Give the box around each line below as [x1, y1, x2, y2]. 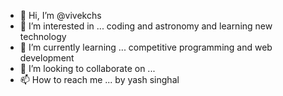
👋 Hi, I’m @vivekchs [19, 10, 102, 21]
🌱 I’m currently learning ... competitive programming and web [19, 41, 273, 53]
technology [19, 31, 67, 42]
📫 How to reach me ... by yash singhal [19, 74, 180, 85]
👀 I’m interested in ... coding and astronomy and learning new [19, 20, 273, 32]
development [19, 52, 75, 64]
